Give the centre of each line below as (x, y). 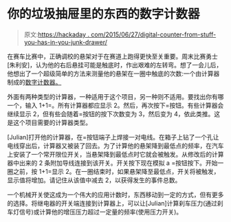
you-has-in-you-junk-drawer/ (66, 42)
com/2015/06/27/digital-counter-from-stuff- (154, 34)
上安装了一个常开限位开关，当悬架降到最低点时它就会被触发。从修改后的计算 (115, 154)
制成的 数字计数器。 (34, 82)
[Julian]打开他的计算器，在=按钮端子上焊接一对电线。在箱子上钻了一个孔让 (113, 137)
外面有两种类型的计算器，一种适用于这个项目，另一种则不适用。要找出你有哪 (115, 96)
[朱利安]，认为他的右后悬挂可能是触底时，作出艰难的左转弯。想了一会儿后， (115, 65)
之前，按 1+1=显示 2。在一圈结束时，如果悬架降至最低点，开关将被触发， (116, 171)
